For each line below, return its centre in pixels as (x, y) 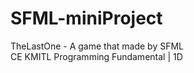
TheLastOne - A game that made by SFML (97, 46)
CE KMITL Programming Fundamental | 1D (96, 56)
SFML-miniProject (86, 18)
